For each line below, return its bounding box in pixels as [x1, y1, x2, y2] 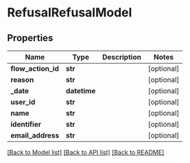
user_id [10, 97, 36, 107]
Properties [7, 32, 54, 44]
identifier [10, 120, 41, 129]
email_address [10, 131, 60, 140]
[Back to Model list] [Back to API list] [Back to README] [7, 149, 165, 156]
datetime [66, 86, 96, 95]
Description [102, 53, 142, 62]
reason [10, 75, 34, 84]
